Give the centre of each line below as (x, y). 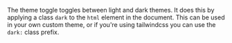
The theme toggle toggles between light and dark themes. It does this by (111, 10)
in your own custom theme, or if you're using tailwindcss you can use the (111, 25)
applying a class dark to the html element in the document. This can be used (116, 17)
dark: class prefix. (33, 32)
